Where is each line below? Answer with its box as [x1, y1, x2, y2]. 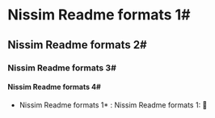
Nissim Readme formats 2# [7, 38, 147, 52]
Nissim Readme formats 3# [7, 62, 116, 74]
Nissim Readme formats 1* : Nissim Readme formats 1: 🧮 [19, 99, 208, 110]
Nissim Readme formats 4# [7, 82, 102, 92]
